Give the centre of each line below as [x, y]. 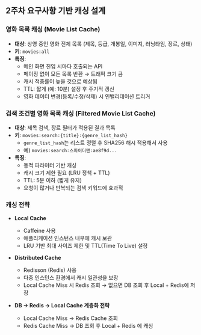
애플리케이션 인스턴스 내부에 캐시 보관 [68, 238]
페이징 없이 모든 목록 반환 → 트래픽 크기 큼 [73, 73]
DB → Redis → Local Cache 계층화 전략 [62, 306]
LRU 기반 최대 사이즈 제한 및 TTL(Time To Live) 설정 [85, 246]
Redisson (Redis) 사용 [50, 270]
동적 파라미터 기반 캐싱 [50, 165]
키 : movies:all [32, 51]
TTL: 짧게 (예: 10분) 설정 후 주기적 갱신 [69, 88]
